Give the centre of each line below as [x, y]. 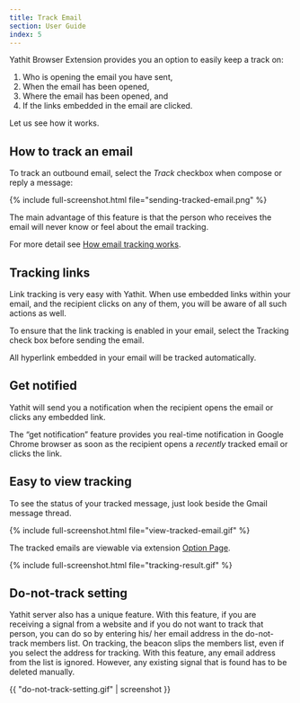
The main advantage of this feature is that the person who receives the [141, 217]
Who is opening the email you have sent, [97, 77]
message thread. [40, 513]
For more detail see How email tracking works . [95, 244]
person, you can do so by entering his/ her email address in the [127, 634]
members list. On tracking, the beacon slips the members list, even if [157, 644]
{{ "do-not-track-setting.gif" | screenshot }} [90, 690]
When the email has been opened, [86, 87]
